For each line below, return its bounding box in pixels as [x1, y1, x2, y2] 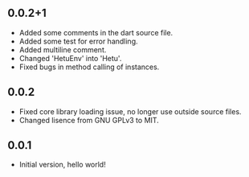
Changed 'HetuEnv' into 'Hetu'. [18, 53, 122, 63]
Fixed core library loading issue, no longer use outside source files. [18, 106, 242, 116]
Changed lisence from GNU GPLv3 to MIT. [18, 115, 160, 125]
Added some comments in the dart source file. [18, 27, 173, 37]
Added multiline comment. [18, 44, 107, 55]
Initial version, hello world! [18, 160, 106, 170]
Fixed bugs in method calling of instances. [18, 62, 160, 72]
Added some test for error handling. [18, 36, 138, 46]
